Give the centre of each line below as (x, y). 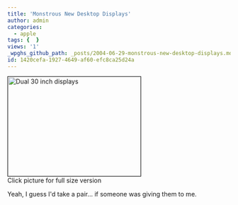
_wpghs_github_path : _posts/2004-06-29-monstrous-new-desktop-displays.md (120, 54)
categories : (25, 27)
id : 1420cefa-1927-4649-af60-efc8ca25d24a (71, 60)
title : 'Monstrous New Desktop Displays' (69, 14)
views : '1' (23, 47)
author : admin (28, 20)
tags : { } (23, 40)
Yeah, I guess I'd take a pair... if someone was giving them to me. (102, 194)
